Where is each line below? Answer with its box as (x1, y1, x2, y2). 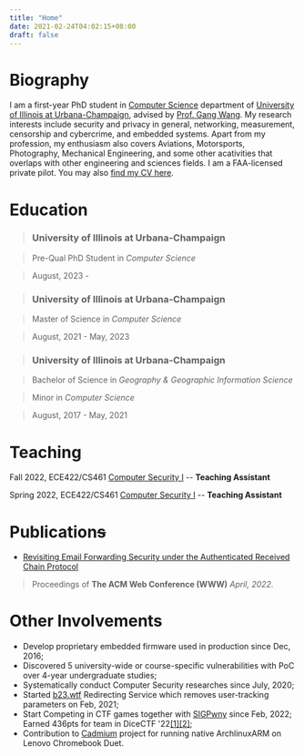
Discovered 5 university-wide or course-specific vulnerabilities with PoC (22, 660, 295, 671)
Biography (9, 69, 89, 90)
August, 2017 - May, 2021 (31, 410, 127, 421)
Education (9, 199, 88, 220)
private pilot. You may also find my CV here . (9, 168, 175, 179)
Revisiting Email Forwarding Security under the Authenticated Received (22, 552, 290, 563)
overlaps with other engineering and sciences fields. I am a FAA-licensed (9, 158, 284, 169)
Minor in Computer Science (31, 393, 135, 404)
